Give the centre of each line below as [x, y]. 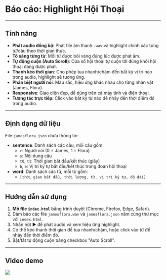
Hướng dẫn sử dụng [36, 197]
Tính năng [21, 33]
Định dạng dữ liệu [33, 124]
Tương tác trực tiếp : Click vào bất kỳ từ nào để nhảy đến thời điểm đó [83, 98]
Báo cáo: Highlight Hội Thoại [65, 9]
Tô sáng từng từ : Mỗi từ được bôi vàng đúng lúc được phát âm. [76, 56]
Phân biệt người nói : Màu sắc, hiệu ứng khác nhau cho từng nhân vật [83, 82]
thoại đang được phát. [35, 66]
